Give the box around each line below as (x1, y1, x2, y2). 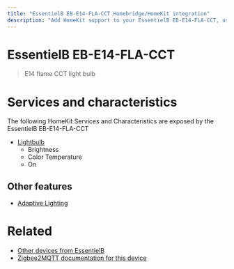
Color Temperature (27, 153, 82, 161)
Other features (7, 180, 72, 192)
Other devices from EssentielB (17, 247, 105, 255)
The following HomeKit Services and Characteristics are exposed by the (7, 117, 214, 125)
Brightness (27, 146, 59, 154)
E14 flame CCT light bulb (24, 70, 96, 78)
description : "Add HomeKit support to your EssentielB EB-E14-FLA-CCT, (7, 17, 219, 24)
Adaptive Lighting (17, 199, 68, 208)
